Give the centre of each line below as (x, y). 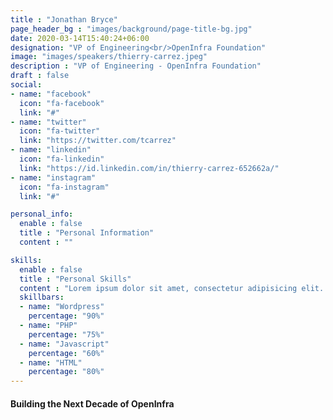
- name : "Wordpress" (62, 307)
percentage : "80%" (66, 372)
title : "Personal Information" (87, 233)
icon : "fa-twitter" (60, 131)
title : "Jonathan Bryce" (64, 19)
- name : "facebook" (51, 94)
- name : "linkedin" (51, 150)
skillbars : (42, 297)
